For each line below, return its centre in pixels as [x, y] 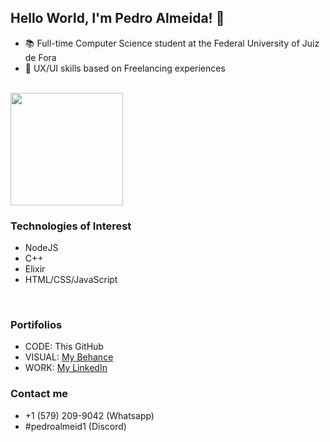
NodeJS [41, 248]
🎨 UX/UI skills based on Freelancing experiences [125, 68]
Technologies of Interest [71, 226]
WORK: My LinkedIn [66, 368]
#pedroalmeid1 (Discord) [75, 426]
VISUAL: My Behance [69, 357]
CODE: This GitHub [64, 347]
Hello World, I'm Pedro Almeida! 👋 [117, 18]
